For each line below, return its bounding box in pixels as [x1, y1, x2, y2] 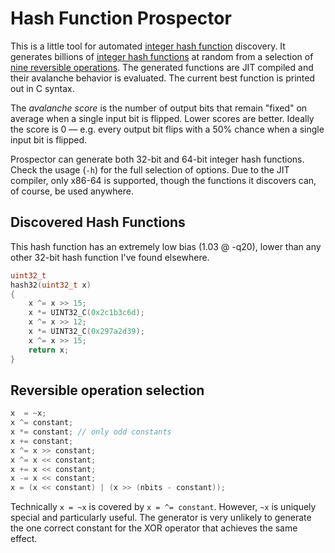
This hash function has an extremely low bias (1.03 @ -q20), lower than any [10, 240, 322, 252]
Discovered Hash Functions [10, 214, 186, 231]
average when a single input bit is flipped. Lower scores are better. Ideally [10, 112, 315, 124]
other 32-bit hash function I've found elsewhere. [10, 251, 210, 263]
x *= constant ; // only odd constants [10, 427, 172, 437]
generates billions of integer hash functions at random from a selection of [10, 50, 314, 62]
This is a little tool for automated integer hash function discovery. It [10, 40, 286, 52]
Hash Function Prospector [10, 7, 232, 30]
